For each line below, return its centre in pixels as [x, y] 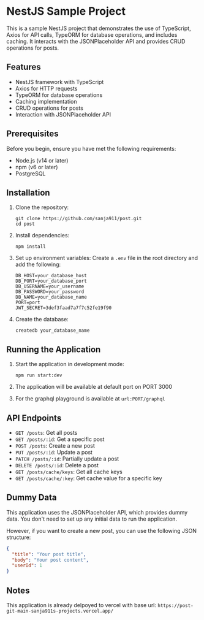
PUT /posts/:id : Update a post [54, 452]
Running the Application [54, 349]
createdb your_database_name [52, 331]
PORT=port [28, 303]
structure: [19, 537]
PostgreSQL [30, 174]
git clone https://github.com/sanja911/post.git [78, 219]
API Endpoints [34, 418]
